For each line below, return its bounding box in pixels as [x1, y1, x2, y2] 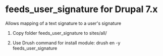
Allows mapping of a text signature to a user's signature [5, 20, 122, 26]
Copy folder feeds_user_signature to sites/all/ [12, 30, 107, 36]
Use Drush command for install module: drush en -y [12, 39, 121, 46]
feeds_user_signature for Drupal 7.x [5, 4, 158, 15]
